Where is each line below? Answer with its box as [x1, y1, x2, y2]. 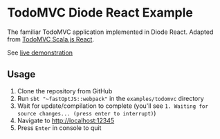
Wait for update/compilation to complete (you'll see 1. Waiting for [17, 102, 209, 110]
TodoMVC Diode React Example [7, 5, 194, 21]
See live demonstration [7, 48, 73, 57]
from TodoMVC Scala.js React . [7, 35, 95, 43]
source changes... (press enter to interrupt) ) [17, 109, 156, 117]
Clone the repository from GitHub [17, 86, 113, 95]
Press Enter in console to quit [17, 123, 102, 132]
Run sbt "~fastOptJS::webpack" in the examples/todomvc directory [17, 94, 204, 102]
